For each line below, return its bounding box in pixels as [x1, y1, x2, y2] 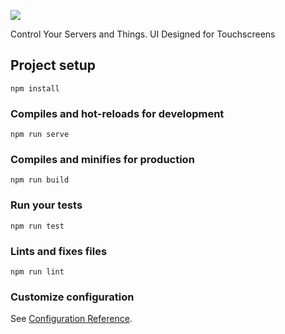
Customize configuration [10, 290, 135, 304]
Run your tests [10, 198, 83, 212]
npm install [10, 83, 60, 94]
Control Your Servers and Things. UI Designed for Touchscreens [10, 28, 276, 40]
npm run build [10, 175, 70, 185]
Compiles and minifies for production [10, 153, 195, 167]
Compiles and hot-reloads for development [10, 106, 225, 120]
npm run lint [10, 267, 65, 277]
